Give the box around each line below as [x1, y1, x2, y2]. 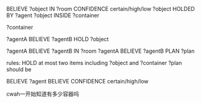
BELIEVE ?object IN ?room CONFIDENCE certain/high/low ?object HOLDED [6, 6, 195, 12]
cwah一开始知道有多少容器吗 [6, 90, 80, 97]
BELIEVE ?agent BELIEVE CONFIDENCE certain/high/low [6, 78, 149, 85]
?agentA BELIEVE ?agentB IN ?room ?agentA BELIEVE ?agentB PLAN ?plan [6, 47, 195, 55]
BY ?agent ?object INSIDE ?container [6, 12, 100, 19]
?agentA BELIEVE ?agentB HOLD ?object [6, 36, 109, 42]
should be [6, 66, 32, 73]
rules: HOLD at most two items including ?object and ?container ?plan [6, 59, 182, 66]
